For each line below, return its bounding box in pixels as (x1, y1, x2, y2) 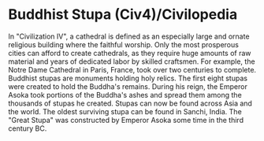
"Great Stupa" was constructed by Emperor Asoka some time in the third (8, 115, 244, 124)
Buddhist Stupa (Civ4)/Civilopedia (8, 6, 238, 24)
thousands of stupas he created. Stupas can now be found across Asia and (8, 98, 252, 108)
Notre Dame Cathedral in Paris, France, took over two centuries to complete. (8, 65, 257, 74)
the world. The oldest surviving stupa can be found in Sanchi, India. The (8, 106, 242, 116)
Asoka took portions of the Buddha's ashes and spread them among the (8, 90, 242, 99)
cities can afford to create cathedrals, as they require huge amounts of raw (8, 48, 251, 58)
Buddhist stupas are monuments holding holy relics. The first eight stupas (8, 73, 248, 83)
